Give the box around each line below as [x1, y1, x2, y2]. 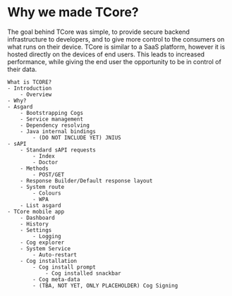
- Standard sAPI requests [20, 146, 97, 154]
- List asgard [20, 202, 61, 209]
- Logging [32, 233, 61, 240]
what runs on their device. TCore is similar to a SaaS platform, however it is [7, 42, 226, 51]
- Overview [20, 91, 52, 98]
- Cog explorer [20, 239, 65, 246]
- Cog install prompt [32, 264, 97, 271]
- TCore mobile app [7, 208, 65, 215]
